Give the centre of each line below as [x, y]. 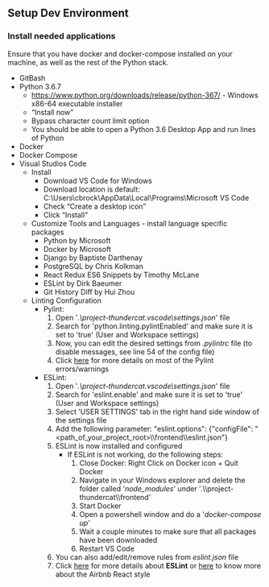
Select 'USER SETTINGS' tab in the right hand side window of [157, 411]
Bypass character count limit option [90, 121]
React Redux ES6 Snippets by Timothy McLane [121, 275]
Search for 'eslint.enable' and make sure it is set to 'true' [149, 395]
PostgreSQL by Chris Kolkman [93, 266]
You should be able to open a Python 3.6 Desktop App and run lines [143, 129]
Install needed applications [62, 36]
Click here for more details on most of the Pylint [134, 360]
